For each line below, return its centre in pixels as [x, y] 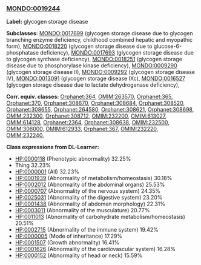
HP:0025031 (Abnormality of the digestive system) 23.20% [89, 198]
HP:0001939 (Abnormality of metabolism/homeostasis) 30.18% [94, 178]
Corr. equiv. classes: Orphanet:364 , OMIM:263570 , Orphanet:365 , [90, 97]
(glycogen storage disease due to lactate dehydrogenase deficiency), [93, 85]
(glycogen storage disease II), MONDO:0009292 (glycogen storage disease [101, 72]
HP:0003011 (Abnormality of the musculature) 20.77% [82, 210]
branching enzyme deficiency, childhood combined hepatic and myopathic [100, 40]
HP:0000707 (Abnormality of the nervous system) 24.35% [88, 191]
